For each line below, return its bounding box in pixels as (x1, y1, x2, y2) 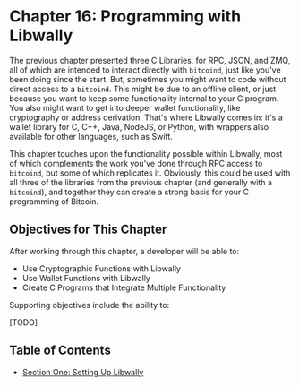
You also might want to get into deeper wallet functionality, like (9, 102, 241, 113)
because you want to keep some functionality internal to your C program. (9, 92, 279, 104)
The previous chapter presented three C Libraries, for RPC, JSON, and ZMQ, (9, 55, 291, 65)
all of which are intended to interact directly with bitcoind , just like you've (9, 64, 281, 75)
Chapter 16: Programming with (9, 6, 242, 27)
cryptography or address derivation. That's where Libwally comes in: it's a (9, 112, 284, 123)
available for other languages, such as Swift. (9, 131, 173, 142)
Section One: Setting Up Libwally (21, 366, 144, 377)
